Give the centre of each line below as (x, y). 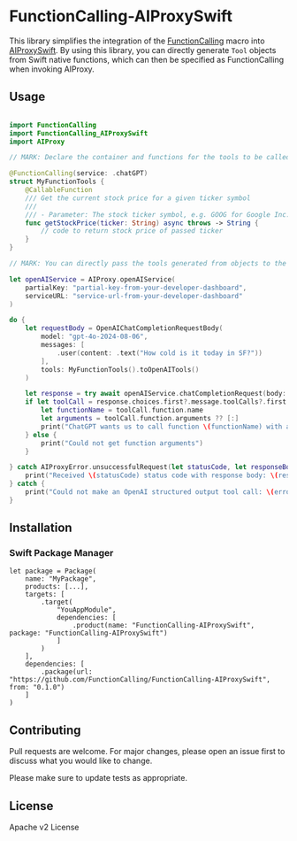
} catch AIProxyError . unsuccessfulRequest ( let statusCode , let (128, 467)
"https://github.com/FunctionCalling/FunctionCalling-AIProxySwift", (140, 680)
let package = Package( (53, 571)
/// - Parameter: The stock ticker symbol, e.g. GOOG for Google (148, 214)
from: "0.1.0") (37, 688)
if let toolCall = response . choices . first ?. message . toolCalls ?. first (156, 402)
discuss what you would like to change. (81, 761)
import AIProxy (37, 142)
